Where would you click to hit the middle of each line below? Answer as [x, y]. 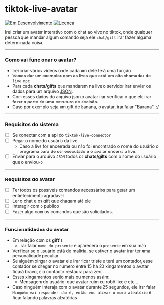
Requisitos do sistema [32, 125]
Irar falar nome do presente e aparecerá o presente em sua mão [83, 245]
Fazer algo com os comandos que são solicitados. [62, 212]
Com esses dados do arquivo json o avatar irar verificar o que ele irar [82, 97]
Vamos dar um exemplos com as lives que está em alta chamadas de [82, 76]
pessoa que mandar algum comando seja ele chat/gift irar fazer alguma [78, 37]
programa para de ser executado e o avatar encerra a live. [78, 151]
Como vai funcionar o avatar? [41, 60]
